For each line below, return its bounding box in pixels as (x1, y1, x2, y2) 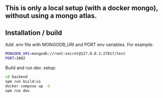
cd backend (5, 74, 28, 79)
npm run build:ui (5, 79, 41, 84)
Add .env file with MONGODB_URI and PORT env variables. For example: (5, 42, 154, 48)
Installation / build (5, 28, 62, 37)
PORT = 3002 (5, 56, 26, 61)
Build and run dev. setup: (5, 64, 56, 71)
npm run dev (5, 88, 30, 93)
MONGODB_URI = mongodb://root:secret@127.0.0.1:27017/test (5, 51, 126, 56)
